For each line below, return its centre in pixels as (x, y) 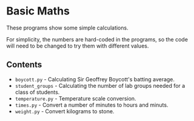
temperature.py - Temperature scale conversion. (75, 98)
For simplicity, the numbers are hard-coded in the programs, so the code (97, 39)
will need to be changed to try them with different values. (78, 46)
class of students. (37, 92)
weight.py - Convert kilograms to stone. (65, 111)
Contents (24, 65)
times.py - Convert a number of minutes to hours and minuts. (92, 105)
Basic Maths (38, 11)
